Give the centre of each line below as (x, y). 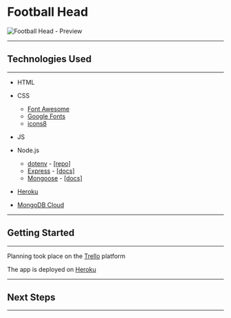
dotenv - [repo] (49, 163)
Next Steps (31, 297)
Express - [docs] (51, 171)
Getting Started (41, 233)
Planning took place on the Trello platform (66, 256)
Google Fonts (46, 116)
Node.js (28, 150)
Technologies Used (49, 59)
